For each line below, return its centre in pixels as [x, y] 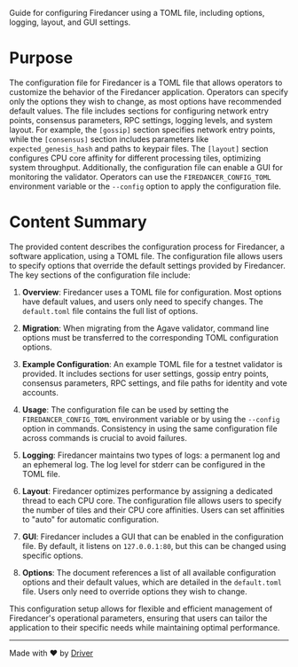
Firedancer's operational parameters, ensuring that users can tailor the [138, 618]
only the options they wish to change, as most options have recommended [145, 101]
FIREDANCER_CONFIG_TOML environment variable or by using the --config [151, 419]
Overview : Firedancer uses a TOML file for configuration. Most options [152, 292]
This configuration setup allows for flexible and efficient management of [141, 608]
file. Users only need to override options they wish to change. [135, 591]
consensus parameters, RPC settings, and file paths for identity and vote [155, 383]
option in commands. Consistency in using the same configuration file [149, 428]
